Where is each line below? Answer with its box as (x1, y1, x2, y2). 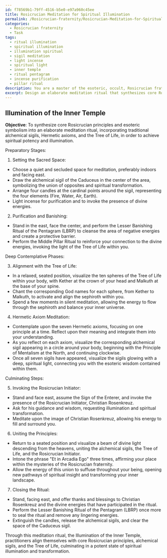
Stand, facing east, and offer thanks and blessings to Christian (12, 496, 140, 502)
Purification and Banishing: (12, 213, 68, 219)
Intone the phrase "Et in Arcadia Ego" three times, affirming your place (12, 456, 157, 462)
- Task (9, 30, 23, 35)
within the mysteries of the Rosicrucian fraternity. (12, 461, 113, 467)
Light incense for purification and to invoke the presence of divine (12, 198, 148, 204)
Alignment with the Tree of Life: (12, 263, 77, 269)
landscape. (12, 477, 36, 483)
